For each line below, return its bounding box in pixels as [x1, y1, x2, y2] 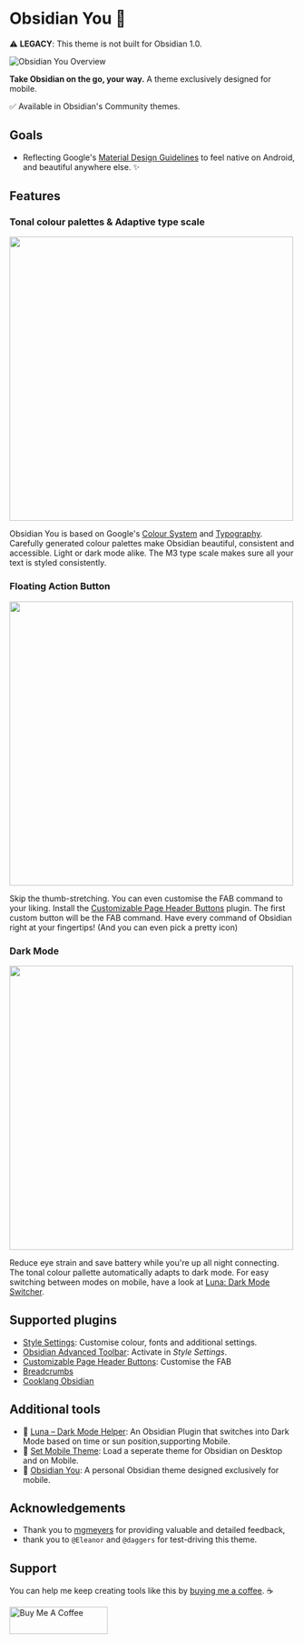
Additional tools [9, 1402, 102, 1418]
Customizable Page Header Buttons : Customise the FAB [22, 1356, 231, 1367]
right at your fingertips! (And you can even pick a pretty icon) [9, 922, 239, 933]
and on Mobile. [22, 1455, 79, 1466]
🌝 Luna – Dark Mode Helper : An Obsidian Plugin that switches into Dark [22, 1426, 289, 1437]
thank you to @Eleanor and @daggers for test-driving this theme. [22, 1534, 258, 1545]
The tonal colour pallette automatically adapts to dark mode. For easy [9, 1267, 270, 1278]
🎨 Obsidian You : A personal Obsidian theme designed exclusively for [22, 1464, 279, 1476]
